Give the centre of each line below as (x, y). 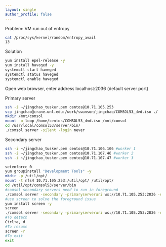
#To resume (16, 226)
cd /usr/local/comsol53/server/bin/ (43, 126)
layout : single (21, 10)
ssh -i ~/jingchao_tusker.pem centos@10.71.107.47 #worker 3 (69, 158)
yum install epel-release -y (35, 61)
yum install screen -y (28, 203)
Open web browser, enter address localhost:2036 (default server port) (77, 88)
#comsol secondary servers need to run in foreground (62, 190)
